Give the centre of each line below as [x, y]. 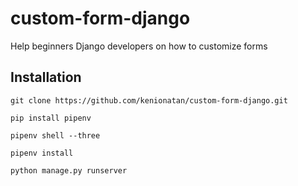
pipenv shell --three [55, 135]
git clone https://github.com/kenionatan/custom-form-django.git [149, 100]
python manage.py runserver [69, 170]
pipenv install [42, 153]
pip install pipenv [51, 118]
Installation [46, 77]
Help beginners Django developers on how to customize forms [139, 46]
